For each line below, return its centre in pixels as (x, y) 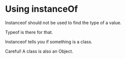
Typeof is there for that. (29, 32)
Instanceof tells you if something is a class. (49, 42)
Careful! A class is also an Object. (39, 51)
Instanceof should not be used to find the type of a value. (63, 23)
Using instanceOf (42, 9)
